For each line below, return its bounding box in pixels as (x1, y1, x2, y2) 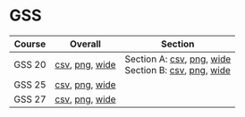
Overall (70, 38, 101, 50)
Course (13, 38, 46, 50)
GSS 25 (13, 78, 46, 90)
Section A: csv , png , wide (124, 53, 232, 65)
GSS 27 (13, 93, 46, 105)
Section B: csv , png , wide (124, 63, 231, 76)
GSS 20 (13, 58, 46, 71)
